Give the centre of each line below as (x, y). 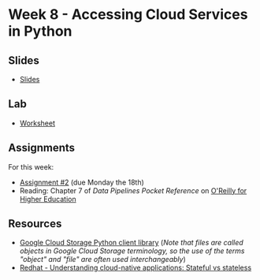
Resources (35, 224)
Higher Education (48, 199)
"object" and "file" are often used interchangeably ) (103, 259)
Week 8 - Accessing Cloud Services (128, 15)
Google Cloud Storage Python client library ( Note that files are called (132, 243)
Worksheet (37, 123)
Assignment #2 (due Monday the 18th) (82, 182)
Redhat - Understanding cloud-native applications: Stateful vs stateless (136, 268)
